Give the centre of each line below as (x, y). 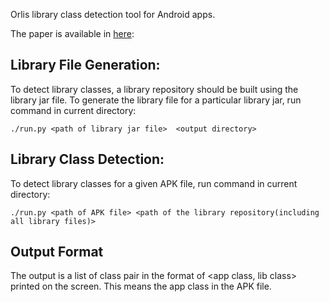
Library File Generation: (85, 65)
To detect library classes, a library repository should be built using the (154, 89)
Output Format (57, 252)
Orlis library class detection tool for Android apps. (113, 14)
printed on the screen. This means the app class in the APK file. (141, 286)
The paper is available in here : (72, 33)
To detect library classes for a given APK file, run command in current (154, 183)
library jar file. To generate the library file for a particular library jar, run (156, 100)
